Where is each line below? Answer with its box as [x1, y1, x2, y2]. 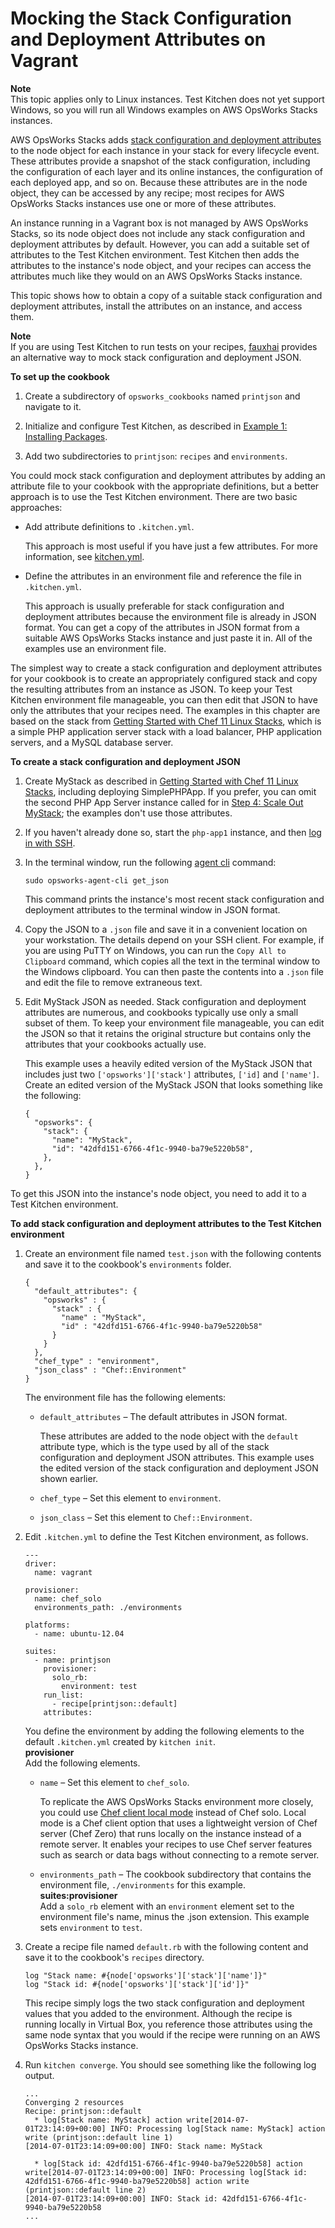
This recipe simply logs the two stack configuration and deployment [24, 1997, 305, 2009]
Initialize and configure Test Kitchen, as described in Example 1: [24, 420, 288, 432]
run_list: [43, 1690, 84, 1700]
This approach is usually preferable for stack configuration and [24, 600, 285, 612]
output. [24, 2069, 55, 2081]
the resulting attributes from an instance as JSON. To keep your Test [10, 683, 293, 695]
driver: [24, 1558, 57, 1569]
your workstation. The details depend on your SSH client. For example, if [24, 933, 325, 946]
